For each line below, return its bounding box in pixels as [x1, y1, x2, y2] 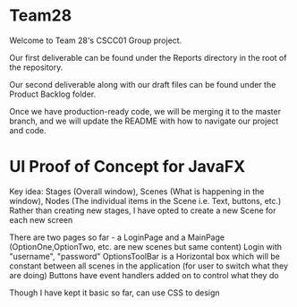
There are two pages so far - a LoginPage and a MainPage [9, 232, 225, 243]
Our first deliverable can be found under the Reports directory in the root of [9, 52, 287, 63]
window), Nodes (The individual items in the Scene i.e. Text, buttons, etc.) [9, 195, 282, 206]
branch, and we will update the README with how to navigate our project [9, 115, 279, 126]
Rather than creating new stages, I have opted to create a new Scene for [9, 205, 276, 216]
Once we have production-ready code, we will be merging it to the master [9, 106, 282, 116]
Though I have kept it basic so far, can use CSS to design [9, 287, 221, 298]
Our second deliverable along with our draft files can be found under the [9, 79, 276, 90]
